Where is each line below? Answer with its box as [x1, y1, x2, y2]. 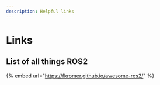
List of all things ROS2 [6, 56, 88, 67]
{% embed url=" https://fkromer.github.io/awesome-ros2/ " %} [6, 72, 155, 79]
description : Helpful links [6, 8, 75, 15]
